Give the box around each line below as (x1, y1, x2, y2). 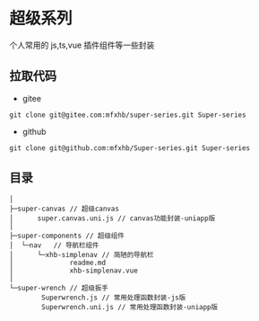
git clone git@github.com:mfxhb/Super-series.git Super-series (9, 143, 251, 153)
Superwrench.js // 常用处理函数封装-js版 (41, 293, 186, 302)
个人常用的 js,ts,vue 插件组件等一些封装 (9, 40, 155, 50)
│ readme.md (9, 258, 106, 267)
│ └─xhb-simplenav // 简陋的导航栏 (9, 250, 154, 259)
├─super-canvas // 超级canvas (9, 204, 119, 213)
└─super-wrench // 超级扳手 (9, 283, 109, 292)
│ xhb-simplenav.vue (9, 266, 139, 275)
